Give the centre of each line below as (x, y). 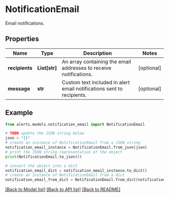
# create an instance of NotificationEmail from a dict (65, 175)
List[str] (47, 68)
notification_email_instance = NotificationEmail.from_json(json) (76, 147)
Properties (22, 39)
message (19, 88)
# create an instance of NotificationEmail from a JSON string (73, 143)
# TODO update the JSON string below (45, 133)
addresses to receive (87, 68)
